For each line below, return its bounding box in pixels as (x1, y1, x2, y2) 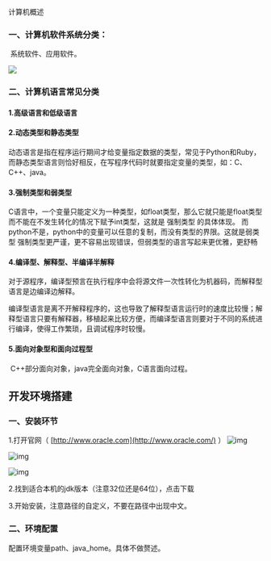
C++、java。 (8, 168, 51, 178)
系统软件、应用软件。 (10, 49, 81, 59)
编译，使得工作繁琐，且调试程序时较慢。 (15, 324, 150, 333)
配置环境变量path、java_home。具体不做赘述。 (8, 543, 165, 553)
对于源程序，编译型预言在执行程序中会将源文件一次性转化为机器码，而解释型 (8, 277, 263, 287)
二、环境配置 (8, 523, 59, 534)
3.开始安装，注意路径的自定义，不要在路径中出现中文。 (8, 501, 192, 511)
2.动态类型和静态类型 (8, 128, 79, 137)
